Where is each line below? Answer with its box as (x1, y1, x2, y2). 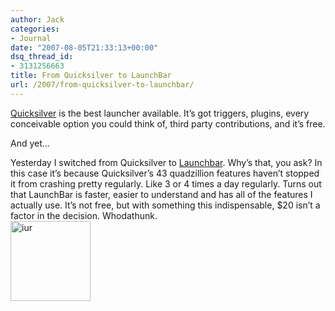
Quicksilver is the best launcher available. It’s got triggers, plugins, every (10, 107, 310, 119)
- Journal (10, 33, 52, 43)
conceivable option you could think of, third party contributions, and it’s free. (10, 117, 326, 130)
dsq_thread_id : (10, 52, 74, 62)
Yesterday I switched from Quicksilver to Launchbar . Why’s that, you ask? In (10, 156, 323, 168)
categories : (10, 24, 60, 34)
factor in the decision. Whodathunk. (10, 209, 158, 221)
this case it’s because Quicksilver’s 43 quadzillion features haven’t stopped (10, 167, 320, 179)
